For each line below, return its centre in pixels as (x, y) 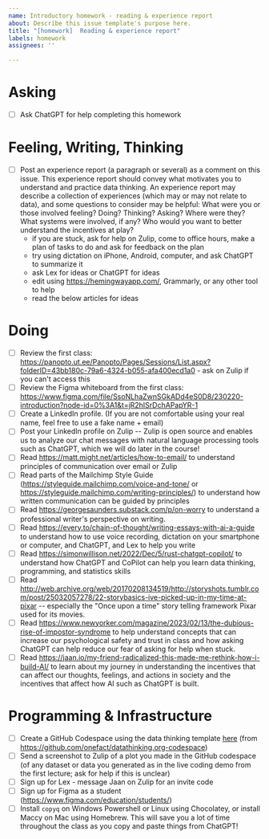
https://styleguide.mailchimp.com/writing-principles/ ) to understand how (140, 493)
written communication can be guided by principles (104, 501)
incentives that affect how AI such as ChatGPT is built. (109, 683)
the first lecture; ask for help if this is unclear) (95, 773)
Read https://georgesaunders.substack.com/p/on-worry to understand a (140, 510)
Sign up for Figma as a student (70, 791)
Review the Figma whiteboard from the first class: (102, 388)
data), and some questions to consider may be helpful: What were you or (140, 205)
